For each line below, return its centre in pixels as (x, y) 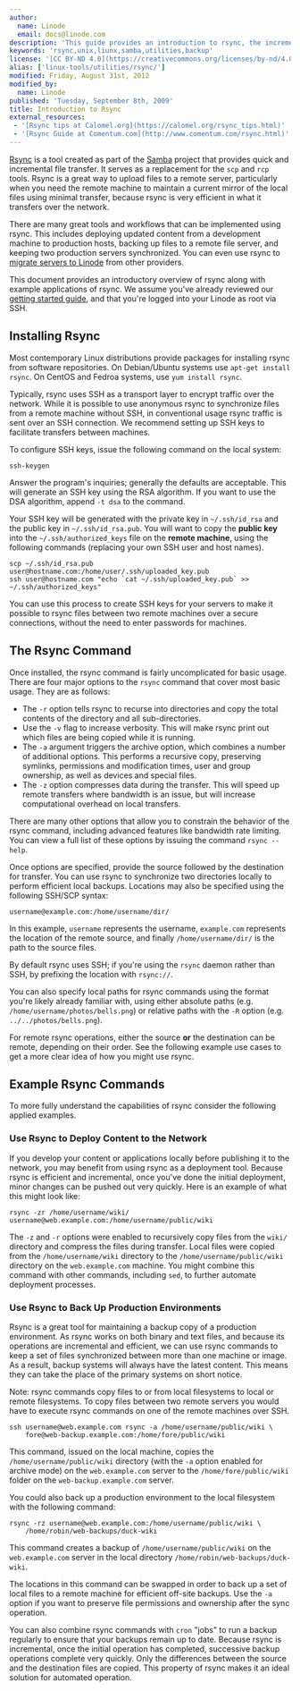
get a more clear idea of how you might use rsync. (102, 1056)
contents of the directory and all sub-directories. (112, 718)
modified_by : (33, 84)
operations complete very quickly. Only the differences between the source (148, 1658)
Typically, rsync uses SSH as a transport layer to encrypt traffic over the (142, 393)
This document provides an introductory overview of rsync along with (137, 279)
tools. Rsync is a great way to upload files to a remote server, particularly (144, 178)
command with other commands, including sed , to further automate (133, 1274)
